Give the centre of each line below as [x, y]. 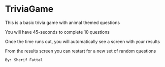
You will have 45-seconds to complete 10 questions [57, 32]
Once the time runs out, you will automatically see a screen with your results [82, 41]
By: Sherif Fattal [24, 60]
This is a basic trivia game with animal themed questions [63, 22]
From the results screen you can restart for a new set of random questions [81, 51]
